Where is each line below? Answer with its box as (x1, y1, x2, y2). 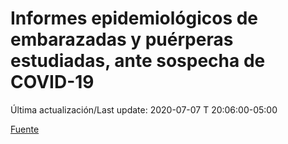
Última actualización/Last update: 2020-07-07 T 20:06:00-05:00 (10, 103, 278, 116)
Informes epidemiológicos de (10, 7, 259, 30)
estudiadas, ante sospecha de (10, 50, 266, 72)
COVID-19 (10, 71, 95, 94)
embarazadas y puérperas (10, 28, 234, 51)
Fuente (10, 123, 40, 135)
